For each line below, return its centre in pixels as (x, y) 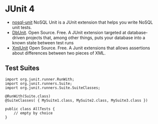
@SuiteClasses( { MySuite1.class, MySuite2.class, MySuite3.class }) (77, 100)
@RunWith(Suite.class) (28, 96)
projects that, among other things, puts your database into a (86, 38)
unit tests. (22, 27)
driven (18, 38)
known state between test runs (43, 42)
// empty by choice (33, 113)
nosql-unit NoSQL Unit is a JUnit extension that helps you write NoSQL (82, 22)
